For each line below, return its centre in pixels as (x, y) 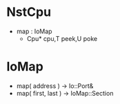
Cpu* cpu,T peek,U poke (62, 38)
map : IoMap (34, 31)
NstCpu (29, 12)
